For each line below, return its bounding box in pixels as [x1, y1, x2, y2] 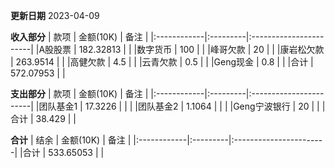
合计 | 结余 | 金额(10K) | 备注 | [10, 134, 132, 146]
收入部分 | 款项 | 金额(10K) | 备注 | [10, 31, 149, 43]
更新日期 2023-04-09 [10, 10, 100, 21]
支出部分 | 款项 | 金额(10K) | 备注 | [10, 88, 149, 99]
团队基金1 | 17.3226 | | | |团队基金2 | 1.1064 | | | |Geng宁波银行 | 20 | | [38, 100, 320, 112]
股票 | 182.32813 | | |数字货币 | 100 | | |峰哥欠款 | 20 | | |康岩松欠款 [53, 44, 325, 55]
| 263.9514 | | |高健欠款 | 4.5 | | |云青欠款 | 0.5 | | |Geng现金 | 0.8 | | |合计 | [10, 56, 314, 68]
